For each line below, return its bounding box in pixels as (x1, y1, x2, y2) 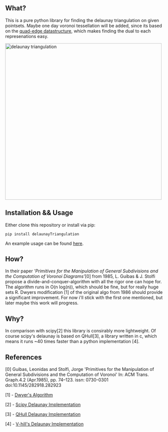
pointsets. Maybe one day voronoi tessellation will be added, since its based (5, 23, 162, 29)
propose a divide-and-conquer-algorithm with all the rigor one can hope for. (5, 279, 162, 285)
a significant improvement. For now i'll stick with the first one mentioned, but (5, 295, 163, 301)
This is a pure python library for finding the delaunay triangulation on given (5, 17, 159, 23)
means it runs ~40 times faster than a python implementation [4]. (5, 338, 140, 344)
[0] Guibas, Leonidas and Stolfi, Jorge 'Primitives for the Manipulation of (5, 366, 154, 372)
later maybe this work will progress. (5, 300, 79, 306)
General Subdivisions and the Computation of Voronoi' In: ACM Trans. (5, 371, 149, 377)
